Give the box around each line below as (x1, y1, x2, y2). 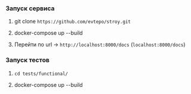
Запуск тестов (5, 56, 50, 64)
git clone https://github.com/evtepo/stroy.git (14, 18, 131, 25)
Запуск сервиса (5, 4, 55, 13)
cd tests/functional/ (14, 71, 68, 77)
